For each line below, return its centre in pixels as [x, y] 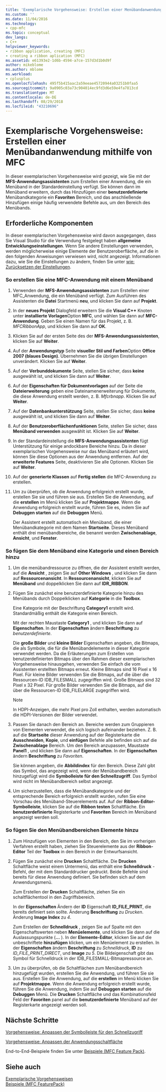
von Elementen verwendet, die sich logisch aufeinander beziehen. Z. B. [85, 730]
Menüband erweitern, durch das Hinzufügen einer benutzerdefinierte [77, 192]
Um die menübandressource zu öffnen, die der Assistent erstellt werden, [86, 568]
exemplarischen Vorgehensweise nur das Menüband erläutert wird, [81, 452]
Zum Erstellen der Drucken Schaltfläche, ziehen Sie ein [69, 891]
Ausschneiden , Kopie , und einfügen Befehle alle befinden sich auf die [85, 740]
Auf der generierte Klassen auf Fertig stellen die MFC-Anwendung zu [84, 477]
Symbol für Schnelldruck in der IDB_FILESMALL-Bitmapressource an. [83, 958]
